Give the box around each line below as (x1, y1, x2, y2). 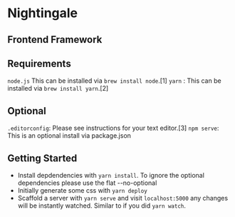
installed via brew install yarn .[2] (7, 84, 109, 93)
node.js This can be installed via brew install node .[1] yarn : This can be (7, 76, 222, 85)
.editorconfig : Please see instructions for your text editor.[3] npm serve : (7, 123, 219, 133)
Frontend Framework (7, 34, 103, 46)
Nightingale (7, 5, 78, 21)
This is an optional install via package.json (7, 131, 132, 140)
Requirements (7, 57, 71, 69)
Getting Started (7, 152, 78, 164)
